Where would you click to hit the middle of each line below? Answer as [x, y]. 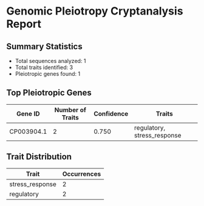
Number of [70, 110]
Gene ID [28, 113]
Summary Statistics [45, 46]
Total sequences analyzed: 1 [50, 61]
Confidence [111, 113]
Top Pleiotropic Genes [49, 93]
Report [24, 24]
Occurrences [82, 174]
